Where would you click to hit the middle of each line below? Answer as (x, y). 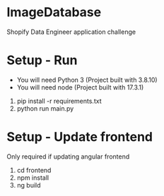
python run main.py (45, 108)
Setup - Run (42, 60)
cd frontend (34, 170)
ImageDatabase (54, 12)
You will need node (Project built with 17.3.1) (80, 87)
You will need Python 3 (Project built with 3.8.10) (87, 80)
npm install (33, 178)
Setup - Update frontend (80, 137)
